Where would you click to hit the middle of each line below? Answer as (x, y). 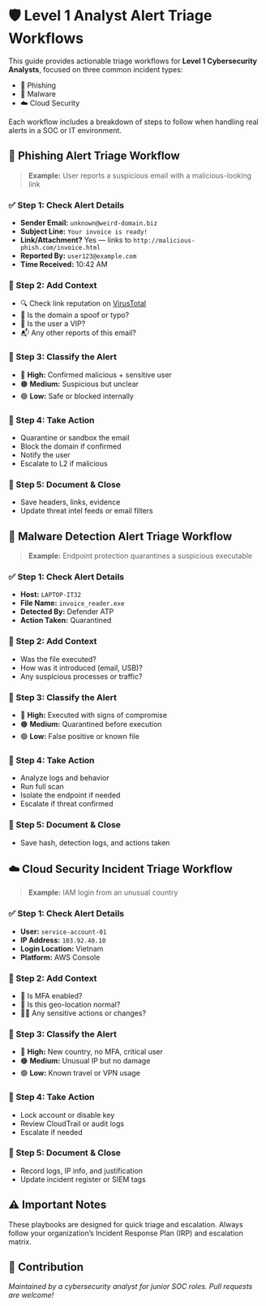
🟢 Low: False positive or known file (80, 736)
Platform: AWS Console (60, 957)
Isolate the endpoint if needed (70, 795)
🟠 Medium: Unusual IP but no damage (85, 1061)
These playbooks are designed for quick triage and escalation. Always (126, 1224)
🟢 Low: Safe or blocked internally (77, 396)
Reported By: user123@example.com (78, 256)
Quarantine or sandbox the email (75, 437)
